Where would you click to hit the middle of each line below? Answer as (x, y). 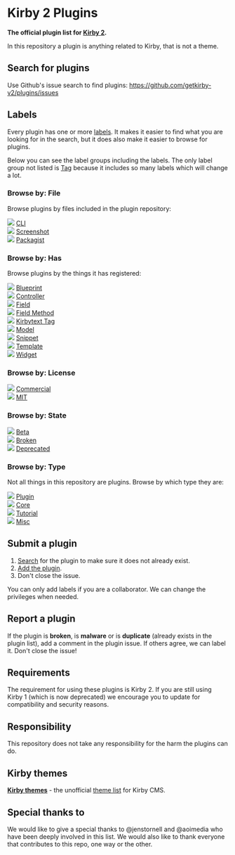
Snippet (27, 338)
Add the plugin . (40, 568)
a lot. (15, 175)
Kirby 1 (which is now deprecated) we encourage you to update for (104, 697)
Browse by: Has (34, 258)
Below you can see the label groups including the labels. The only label (110, 160)
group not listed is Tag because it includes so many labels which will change (117, 167)
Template (29, 347)
